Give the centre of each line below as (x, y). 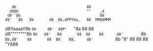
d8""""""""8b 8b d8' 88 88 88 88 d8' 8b (76, 34)
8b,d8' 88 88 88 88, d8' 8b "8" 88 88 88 (77, 39)
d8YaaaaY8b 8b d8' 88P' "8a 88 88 (50, 29)
